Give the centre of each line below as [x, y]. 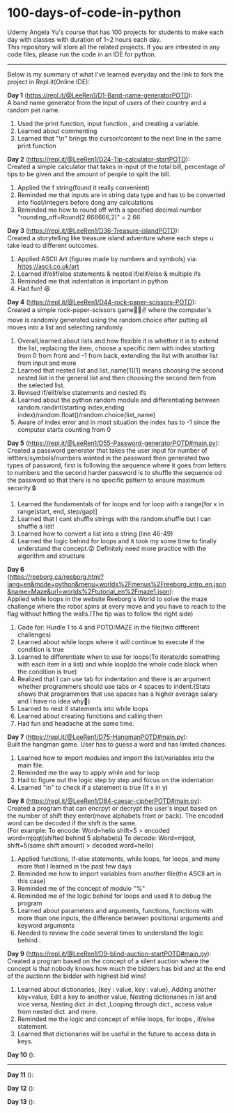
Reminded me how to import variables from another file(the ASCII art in [119, 873]
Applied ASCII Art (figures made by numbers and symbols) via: [107, 258]
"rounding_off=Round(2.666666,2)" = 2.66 [79, 217]
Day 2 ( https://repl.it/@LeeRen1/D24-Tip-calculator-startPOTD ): [99, 159]
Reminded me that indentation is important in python [93, 281]
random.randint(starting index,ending [71, 407]
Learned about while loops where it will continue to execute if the [111, 641]
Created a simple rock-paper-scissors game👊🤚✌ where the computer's [109, 310]
